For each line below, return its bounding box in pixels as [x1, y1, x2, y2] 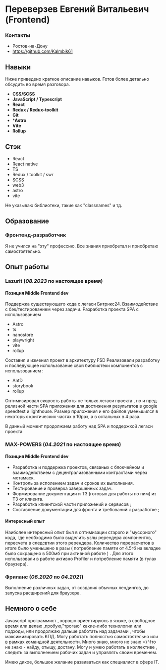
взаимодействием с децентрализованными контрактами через [12, 469, 148, 476]
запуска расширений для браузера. [5, 590, 81, 596]
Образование [5, 217, 50, 225]
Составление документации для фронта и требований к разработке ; [12, 507, 160, 513]
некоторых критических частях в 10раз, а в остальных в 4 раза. [5, 414, 141, 420]
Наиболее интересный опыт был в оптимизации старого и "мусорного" [5, 529, 157, 535]
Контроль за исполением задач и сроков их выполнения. [12, 480, 134, 486]
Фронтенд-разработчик [5, 231, 66, 238]
